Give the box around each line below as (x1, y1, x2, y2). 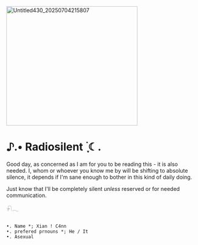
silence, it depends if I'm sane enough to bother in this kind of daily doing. (6, 173, 193, 181)
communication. (6, 192, 47, 199)
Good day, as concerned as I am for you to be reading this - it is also (6, 160, 179, 168)
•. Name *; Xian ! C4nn (6, 223, 67, 229)
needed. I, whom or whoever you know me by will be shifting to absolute (6, 167, 188, 174)
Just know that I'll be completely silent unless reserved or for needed (6, 185, 180, 192)
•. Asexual (6, 233, 34, 240)
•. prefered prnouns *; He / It (6, 228, 88, 235)
